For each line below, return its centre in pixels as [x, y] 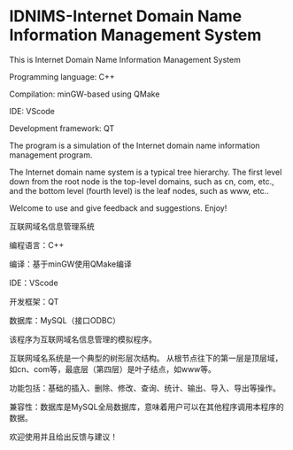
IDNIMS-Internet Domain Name [126, 16]
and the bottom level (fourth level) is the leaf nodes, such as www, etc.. [139, 190]
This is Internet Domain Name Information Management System [125, 59]
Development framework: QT [62, 128]
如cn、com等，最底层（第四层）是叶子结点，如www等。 [113, 369]
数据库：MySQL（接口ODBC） [65, 320]
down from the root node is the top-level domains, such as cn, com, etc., [142, 181]
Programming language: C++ [62, 76]
